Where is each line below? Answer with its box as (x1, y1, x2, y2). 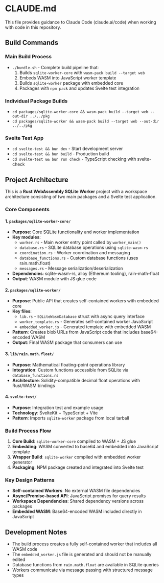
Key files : (12, 308, 32, 314)
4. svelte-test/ (5, 394, 37, 400)
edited (12, 557, 25, 562)
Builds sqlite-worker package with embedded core (19, 80, 123, 86)
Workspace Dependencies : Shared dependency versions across (12, 498, 144, 504)
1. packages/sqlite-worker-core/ (5, 218, 71, 224)
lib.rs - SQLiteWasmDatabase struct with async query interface (19, 314, 145, 319)
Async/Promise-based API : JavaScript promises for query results (12, 493, 146, 499)
